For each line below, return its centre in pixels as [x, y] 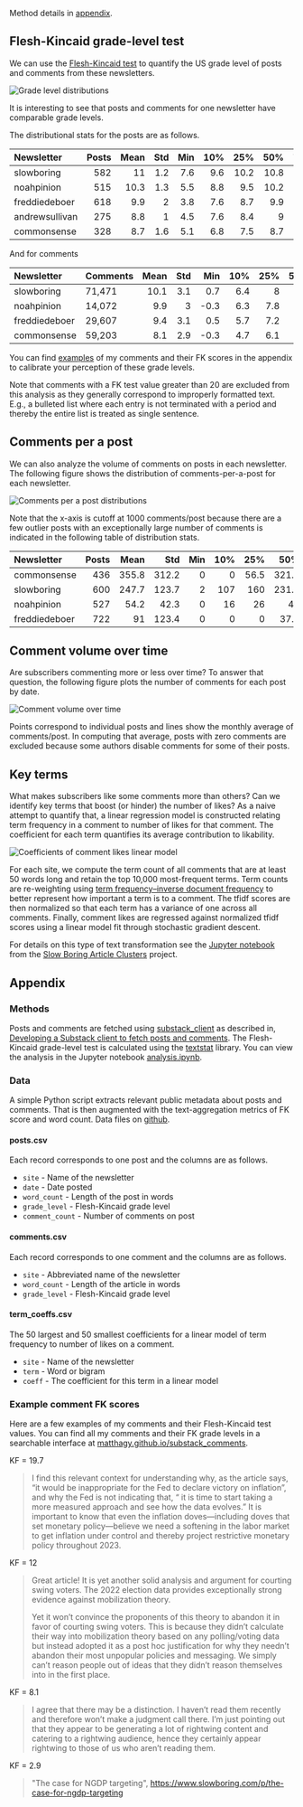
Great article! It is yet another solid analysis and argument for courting [161, 1580]
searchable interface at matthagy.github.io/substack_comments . [129, 1443]
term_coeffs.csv [41, 1314]
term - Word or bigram [64, 1371]
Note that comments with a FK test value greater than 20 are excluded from [150, 384]
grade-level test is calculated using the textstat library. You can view [166, 1047]
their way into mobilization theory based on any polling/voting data [155, 1636]
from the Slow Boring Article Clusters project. [94, 955]
